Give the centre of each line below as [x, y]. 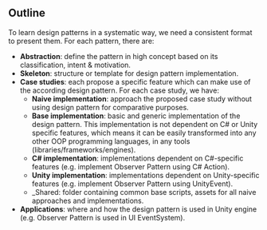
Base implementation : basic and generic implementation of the [136, 116]
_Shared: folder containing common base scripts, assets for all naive [144, 192]
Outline [27, 13]
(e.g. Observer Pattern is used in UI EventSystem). [102, 217]
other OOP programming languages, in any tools [111, 141]
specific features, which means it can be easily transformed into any [144, 133]
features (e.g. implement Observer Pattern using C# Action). [130, 166]
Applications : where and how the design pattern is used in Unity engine [138, 209]
